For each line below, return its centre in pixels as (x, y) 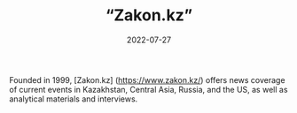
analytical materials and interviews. (74, 99)
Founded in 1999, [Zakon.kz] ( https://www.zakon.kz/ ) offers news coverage (147, 79)
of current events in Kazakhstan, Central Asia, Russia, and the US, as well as (148, 89)
